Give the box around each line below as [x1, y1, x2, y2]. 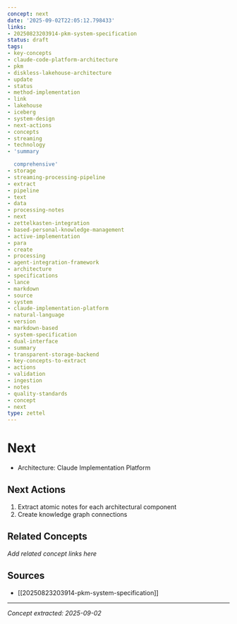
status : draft [7, 37, 49, 44]
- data [7, 200, 27, 207]
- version [7, 318, 37, 325]
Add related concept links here [7, 549, 97, 558]
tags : [7, 43, 23, 50]
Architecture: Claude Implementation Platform [17, 463, 151, 472]
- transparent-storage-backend [7, 350, 99, 358]
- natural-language [7, 312, 65, 319]
